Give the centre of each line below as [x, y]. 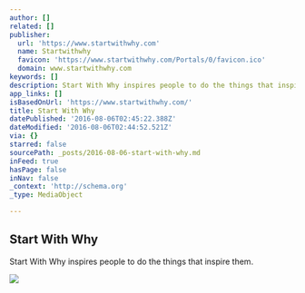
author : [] [30, 18]
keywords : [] [34, 77]
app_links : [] [36, 93]
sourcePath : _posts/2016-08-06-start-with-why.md [105, 152]
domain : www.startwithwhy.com [74, 69]
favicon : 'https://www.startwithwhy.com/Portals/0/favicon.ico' [142, 60]
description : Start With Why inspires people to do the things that [142, 85]
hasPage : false [38, 170]
